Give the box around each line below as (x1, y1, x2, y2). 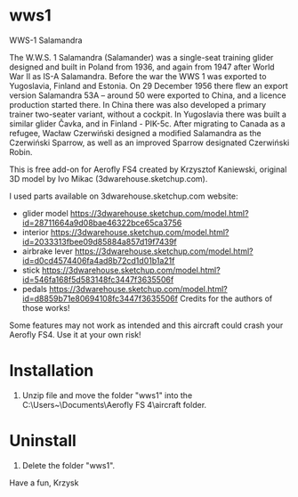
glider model (21, 208, 68, 218)
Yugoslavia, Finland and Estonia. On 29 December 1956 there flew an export (9, 80, 289, 91)
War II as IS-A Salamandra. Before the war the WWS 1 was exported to (9, 70, 267, 81)
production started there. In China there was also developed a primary (9, 99, 267, 110)
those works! (21, 302, 70, 313)
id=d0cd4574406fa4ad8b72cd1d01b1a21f (21, 255, 175, 265)
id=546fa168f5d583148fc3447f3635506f (21, 273, 174, 285)
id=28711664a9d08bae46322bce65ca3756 (21, 217, 182, 228)
